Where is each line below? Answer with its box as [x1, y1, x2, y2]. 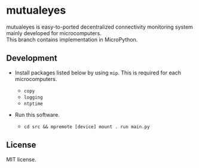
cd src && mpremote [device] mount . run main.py [23, 123, 151, 130]
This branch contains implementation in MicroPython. [6, 36, 138, 43]
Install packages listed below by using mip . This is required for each [14, 69, 181, 76]
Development [6, 53, 58, 63]
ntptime [23, 101, 43, 107]
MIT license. [6, 155, 37, 163]
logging [23, 94, 43, 100]
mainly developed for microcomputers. [6, 29, 102, 36]
